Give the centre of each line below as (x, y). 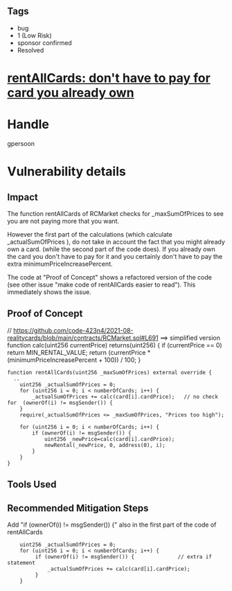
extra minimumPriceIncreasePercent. (60, 264)
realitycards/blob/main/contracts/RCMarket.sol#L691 (83, 338)
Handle (28, 125)
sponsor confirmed (45, 43)
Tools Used (32, 485)
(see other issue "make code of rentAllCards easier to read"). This (101, 284)
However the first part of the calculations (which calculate (90, 234)
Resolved (30, 50)
